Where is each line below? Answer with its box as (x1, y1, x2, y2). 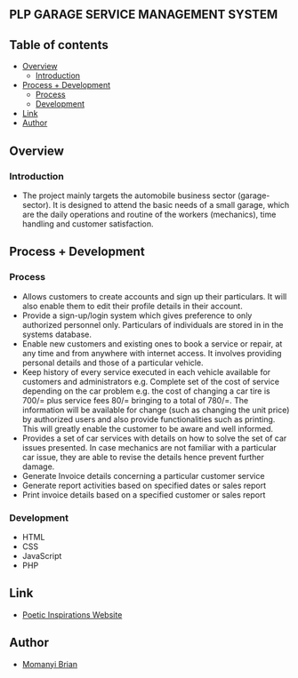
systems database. (21, 329, 92, 339)
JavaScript (21, 550, 62, 561)
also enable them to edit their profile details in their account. (21, 300, 243, 311)
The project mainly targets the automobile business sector (21, 190, 236, 201)
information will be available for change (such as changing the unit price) (21, 404, 290, 415)
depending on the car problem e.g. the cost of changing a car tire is (21, 386, 270, 396)
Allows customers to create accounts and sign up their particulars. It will (21, 291, 287, 301)
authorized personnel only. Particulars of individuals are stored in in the (21, 319, 284, 330)
